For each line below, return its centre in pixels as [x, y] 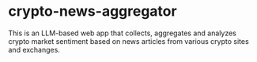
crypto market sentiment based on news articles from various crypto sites [128, 41]
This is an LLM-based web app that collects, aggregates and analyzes [123, 33]
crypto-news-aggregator [93, 11]
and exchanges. [34, 49]
